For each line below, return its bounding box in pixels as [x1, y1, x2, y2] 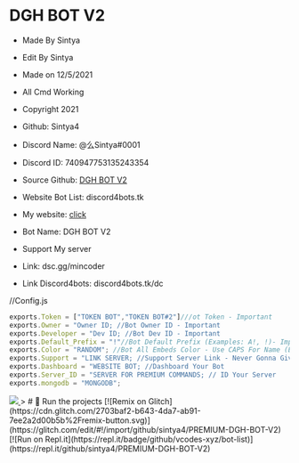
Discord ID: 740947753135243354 [21, 157, 149, 167]
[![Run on [9, 434, 44, 444]
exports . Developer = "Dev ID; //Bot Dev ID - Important [9, 329, 221, 338]
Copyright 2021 [21, 103, 79, 114]
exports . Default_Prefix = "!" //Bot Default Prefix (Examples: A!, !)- [9, 337, 277, 346]
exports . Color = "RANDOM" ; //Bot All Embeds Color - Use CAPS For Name [9, 345, 280, 354]
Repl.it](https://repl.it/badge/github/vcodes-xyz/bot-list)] [44, 434, 254, 444]
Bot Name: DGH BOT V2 [21, 226, 111, 237]
